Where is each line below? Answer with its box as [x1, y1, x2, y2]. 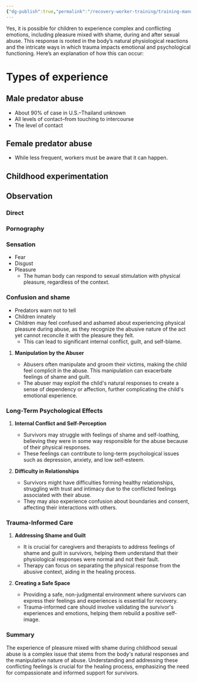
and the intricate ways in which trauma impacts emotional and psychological [6, 43, 191, 51]
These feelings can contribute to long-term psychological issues [23, 450, 179, 457]
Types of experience [6, 70, 108, 83]
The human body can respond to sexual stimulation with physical [23, 273, 181, 280]
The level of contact [14, 122, 63, 129]
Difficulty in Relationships [14, 468, 79, 475]
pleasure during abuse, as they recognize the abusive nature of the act [14, 325, 186, 332]
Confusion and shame [6, 293, 70, 301]
